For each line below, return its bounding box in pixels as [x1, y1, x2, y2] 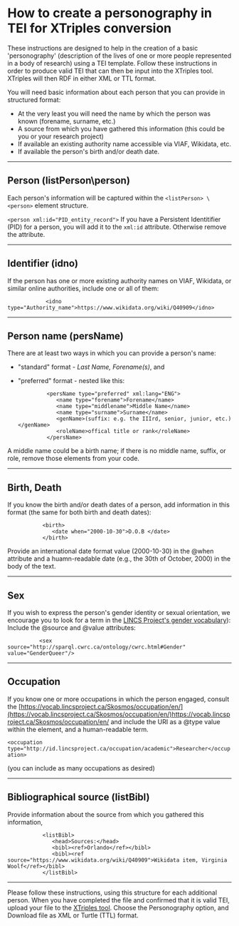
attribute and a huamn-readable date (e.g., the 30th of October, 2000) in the [7, 554, 231, 563]
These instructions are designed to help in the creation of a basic [7, 44, 198, 52]
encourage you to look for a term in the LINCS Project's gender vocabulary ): [7, 616, 231, 624]
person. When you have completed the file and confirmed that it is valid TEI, [7, 895, 230, 904]
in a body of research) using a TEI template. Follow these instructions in [7, 58, 218, 67]
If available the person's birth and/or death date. [17, 147, 160, 156]
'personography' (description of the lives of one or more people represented [7, 51, 232, 60]
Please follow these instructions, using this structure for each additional [7, 888, 218, 897]
